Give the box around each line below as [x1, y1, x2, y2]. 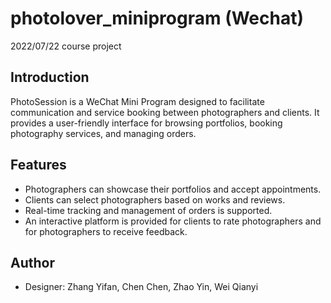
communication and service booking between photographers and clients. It [10, 106, 320, 118]
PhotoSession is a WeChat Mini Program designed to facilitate [10, 95, 265, 107]
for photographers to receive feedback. [24, 225, 188, 237]
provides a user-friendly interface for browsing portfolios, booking [10, 117, 283, 129]
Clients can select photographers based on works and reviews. [24, 193, 286, 206]
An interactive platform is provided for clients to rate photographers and [24, 215, 322, 227]
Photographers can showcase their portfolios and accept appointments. [24, 183, 322, 195]
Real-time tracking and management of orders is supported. [24, 204, 273, 216]
